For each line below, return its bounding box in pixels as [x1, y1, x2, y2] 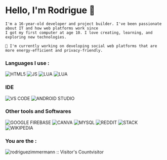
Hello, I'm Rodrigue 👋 [5, 5, 95, 16]
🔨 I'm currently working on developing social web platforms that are [5, 43, 157, 49]
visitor [91, 149, 104, 155]
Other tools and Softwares [5, 108, 71, 115]
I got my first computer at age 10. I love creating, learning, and [5, 30, 153, 35]
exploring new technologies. [5, 34, 67, 39]
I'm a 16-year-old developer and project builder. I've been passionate [5, 21, 162, 26]
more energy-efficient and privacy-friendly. [5, 48, 103, 53]
